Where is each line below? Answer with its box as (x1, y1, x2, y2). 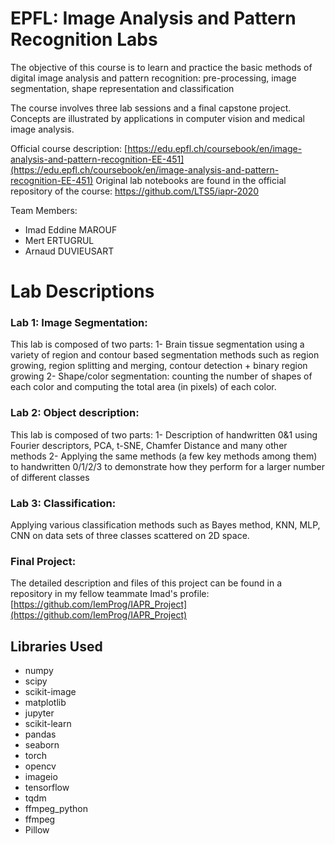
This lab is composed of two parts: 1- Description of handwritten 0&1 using (10, 428, 318, 441)
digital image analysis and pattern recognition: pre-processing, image (10, 72, 297, 84)
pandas (24, 728, 57, 741)
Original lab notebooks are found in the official (95, 174, 287, 186)
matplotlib (24, 697, 67, 709)
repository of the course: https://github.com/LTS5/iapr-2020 (10, 185, 260, 197)
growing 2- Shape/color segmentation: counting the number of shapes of (10, 370, 313, 382)
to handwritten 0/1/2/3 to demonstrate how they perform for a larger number (10, 460, 325, 472)
